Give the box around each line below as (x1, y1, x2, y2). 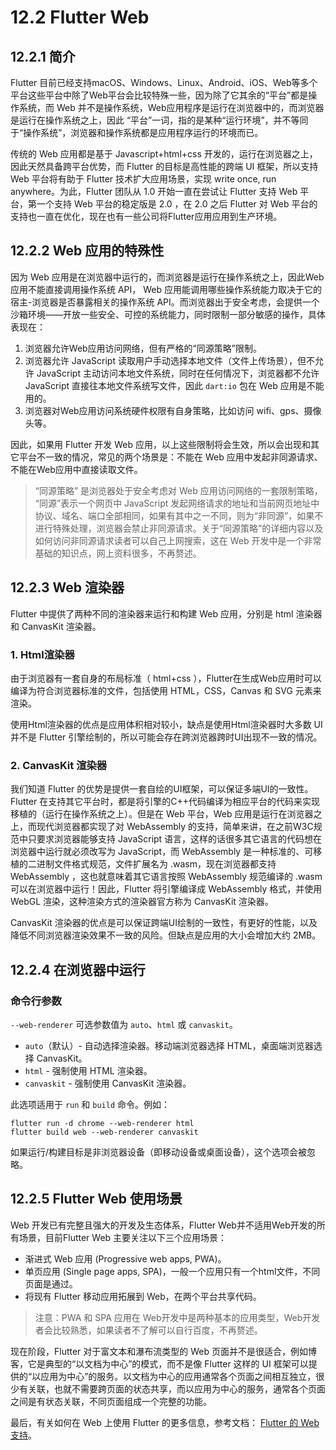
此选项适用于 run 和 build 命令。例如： (10, 1098, 171, 1110)
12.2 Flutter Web (10, 6, 150, 29)
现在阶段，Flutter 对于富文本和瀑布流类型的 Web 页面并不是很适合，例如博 (10, 1345, 318, 1357)
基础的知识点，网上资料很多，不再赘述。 (34, 547, 202, 559)
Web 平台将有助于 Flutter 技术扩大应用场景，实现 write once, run (10, 173, 277, 185)
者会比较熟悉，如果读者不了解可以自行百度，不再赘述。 (34, 1324, 263, 1336)
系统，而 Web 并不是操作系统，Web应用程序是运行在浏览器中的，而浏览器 (18, 102, 325, 113)
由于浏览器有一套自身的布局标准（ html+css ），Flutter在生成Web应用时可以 (10, 672, 322, 684)
